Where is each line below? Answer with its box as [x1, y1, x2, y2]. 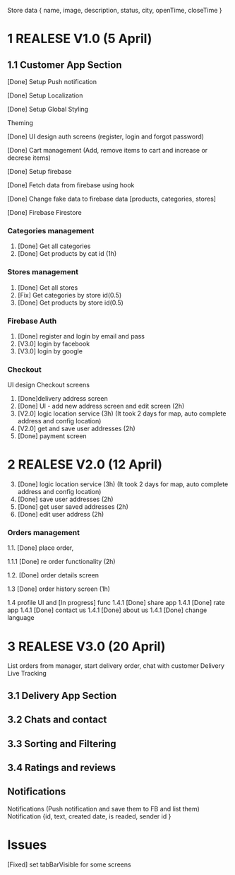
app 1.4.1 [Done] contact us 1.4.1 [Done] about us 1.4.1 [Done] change [7, 606, 207, 614]
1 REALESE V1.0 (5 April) [7, 31, 152, 47]
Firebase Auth [7, 316, 57, 326]
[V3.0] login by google [17, 346, 83, 356]
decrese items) [7, 153, 52, 162]
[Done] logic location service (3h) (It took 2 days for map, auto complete [17, 480, 229, 488]
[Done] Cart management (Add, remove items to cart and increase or [7, 146, 208, 154]
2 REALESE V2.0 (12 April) [7, 457, 163, 473]
